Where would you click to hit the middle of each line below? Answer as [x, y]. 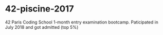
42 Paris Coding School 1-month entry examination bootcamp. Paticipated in [82, 22]
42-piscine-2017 [40, 9]
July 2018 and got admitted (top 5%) [42, 27]
